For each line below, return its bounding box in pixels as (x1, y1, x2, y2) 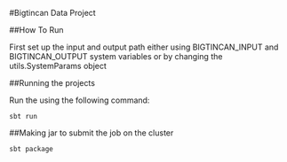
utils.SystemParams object (9, 61, 107, 71)
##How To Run (9, 25, 64, 35)
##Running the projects (9, 78, 96, 88)
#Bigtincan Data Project (9, 8, 96, 18)
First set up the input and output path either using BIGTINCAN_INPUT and (9, 42, 279, 52)
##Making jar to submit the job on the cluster (9, 127, 174, 138)
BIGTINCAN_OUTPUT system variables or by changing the (9, 51, 223, 61)
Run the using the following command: (9, 95, 150, 105)
